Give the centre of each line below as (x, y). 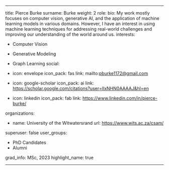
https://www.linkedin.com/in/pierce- (120, 98)
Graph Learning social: (36, 64)
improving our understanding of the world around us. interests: (70, 34)
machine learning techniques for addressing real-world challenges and (79, 29)
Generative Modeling (34, 54)
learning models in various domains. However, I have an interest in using (80, 24)
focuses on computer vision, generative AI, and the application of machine (82, 18)
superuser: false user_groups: (36, 133)
